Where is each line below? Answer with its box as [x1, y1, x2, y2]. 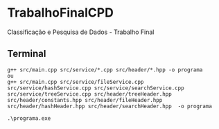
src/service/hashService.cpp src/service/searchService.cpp [7, 85, 185, 92]
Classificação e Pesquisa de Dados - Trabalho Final [7, 28, 155, 36]
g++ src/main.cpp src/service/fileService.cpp [7, 78, 144, 85]
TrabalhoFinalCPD [7, 5, 114, 21]
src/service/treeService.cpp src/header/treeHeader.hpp [7, 90, 172, 98]
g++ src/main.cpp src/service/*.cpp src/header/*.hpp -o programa [7, 66, 203, 74]
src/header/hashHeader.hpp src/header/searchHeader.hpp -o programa [7, 103, 213, 110]
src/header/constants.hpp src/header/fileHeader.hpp [7, 96, 163, 103]
